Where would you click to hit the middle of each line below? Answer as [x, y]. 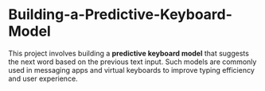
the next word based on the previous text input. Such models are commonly [132, 62]
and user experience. [43, 78]
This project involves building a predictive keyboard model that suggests [129, 53]
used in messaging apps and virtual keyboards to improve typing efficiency [131, 70]
